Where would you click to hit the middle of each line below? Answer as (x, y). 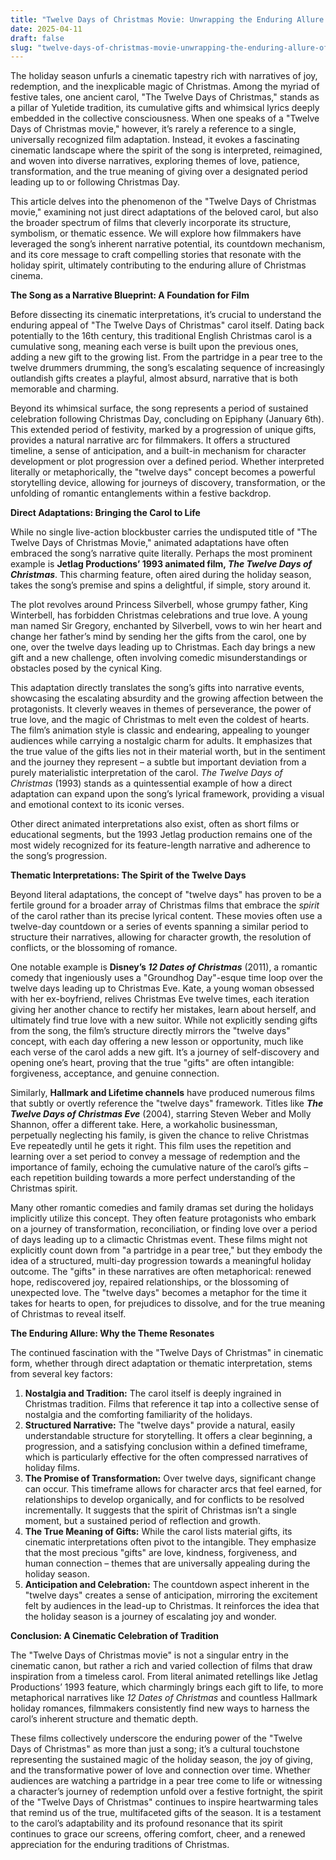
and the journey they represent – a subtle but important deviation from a (158, 762)
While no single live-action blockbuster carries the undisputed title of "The (164, 532)
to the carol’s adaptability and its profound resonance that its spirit (146, 1823)
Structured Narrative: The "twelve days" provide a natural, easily (160, 1425)
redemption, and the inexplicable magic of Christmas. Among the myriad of (165, 87)
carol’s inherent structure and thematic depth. (104, 1719)
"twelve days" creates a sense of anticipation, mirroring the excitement (171, 1595)
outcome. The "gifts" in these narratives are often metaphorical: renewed (161, 1272)
